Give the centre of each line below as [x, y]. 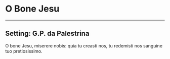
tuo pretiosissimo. [24, 51]
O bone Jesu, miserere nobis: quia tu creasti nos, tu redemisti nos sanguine [84, 45]
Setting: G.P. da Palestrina [47, 34]
